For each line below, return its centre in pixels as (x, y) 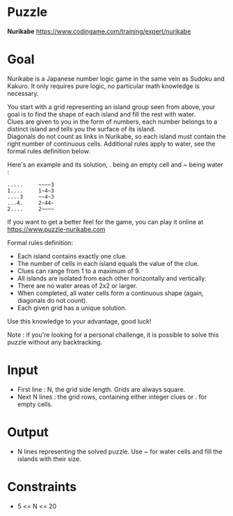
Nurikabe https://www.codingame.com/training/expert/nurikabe (99, 31)
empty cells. (35, 404)
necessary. (23, 93)
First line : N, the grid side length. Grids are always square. (101, 389)
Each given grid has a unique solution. (72, 308)
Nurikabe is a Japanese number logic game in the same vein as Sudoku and (116, 78)
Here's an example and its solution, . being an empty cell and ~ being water (115, 165)
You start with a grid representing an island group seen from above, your (111, 107)
